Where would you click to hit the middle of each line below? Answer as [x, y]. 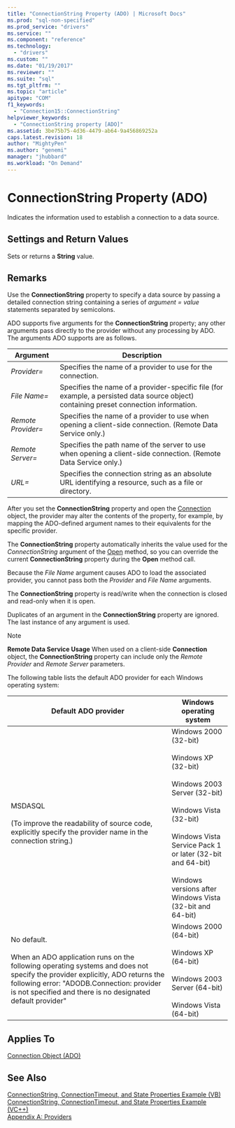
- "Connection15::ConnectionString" [67, 111]
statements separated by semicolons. [61, 310]
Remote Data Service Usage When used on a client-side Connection [107, 649]
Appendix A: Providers [40, 1117]
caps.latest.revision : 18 [45, 137]
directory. [76, 492]
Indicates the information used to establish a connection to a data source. [113, 217]
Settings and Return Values [68, 240]
